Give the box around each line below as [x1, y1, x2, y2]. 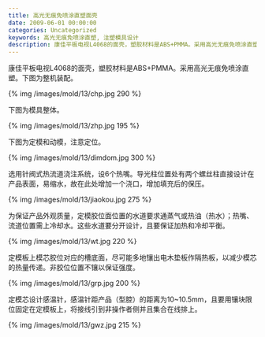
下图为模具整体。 [8, 106, 64, 115]
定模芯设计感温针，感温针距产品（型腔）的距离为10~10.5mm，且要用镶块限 [8, 294, 252, 304]
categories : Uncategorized [8, 26, 97, 34]
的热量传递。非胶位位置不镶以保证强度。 [8, 263, 140, 272]
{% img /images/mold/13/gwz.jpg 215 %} [8, 320, 142, 330]
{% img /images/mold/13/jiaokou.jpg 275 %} [8, 194, 152, 205]
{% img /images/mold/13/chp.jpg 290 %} [8, 89, 142, 98]
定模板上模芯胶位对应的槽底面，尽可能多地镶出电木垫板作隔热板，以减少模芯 [8, 253, 257, 262]
